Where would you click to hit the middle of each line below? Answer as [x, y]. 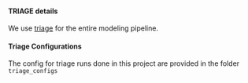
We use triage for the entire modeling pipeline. [83, 28]
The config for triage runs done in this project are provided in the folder [124, 63]
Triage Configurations [45, 46]
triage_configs [33, 71]
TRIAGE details [33, 11]
